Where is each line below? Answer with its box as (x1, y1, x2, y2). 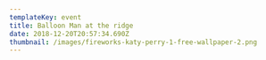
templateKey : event (9, 12, 82, 22)
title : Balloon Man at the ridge (9, 21, 134, 30)
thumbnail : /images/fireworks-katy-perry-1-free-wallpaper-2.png (9, 37, 257, 47)
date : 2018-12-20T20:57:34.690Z (9, 29, 129, 38)
